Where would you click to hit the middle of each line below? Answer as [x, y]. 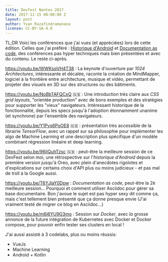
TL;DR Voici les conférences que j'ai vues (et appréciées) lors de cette [78, 43]
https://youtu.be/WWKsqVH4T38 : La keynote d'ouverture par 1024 [75, 69]
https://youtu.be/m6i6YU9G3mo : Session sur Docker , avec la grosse [77, 214]
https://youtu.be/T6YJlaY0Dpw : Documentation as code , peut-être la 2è [80, 183]
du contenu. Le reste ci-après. [36, 59]
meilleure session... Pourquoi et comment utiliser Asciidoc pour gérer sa [79, 188]
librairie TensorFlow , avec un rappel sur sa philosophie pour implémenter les [84, 132]
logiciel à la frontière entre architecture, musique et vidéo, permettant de [80, 79]
